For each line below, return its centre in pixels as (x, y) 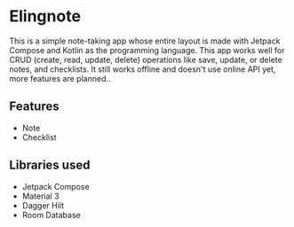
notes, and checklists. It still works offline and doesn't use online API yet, (143, 69)
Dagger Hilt (43, 205)
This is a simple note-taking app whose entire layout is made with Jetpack (145, 41)
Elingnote (45, 16)
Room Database (52, 215)
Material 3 (40, 196)
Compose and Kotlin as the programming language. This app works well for (147, 50)
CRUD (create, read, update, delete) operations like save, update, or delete (146, 59)
